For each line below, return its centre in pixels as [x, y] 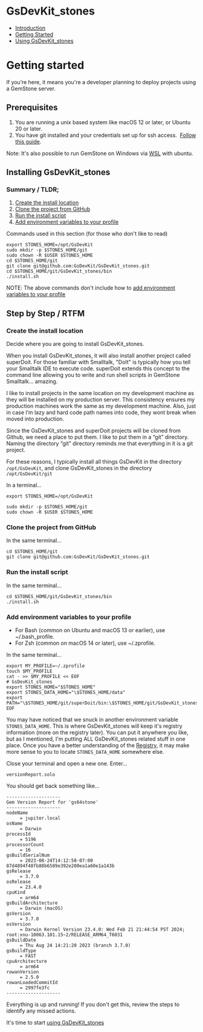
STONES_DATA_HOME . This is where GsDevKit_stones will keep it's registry [94, 726]
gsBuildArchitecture [32, 903]
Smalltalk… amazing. [32, 381]
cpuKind [16, 892]
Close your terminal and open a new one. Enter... [67, 763]
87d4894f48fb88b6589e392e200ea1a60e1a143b [60, 866]
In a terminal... [24, 485]
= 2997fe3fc [35, 988]
